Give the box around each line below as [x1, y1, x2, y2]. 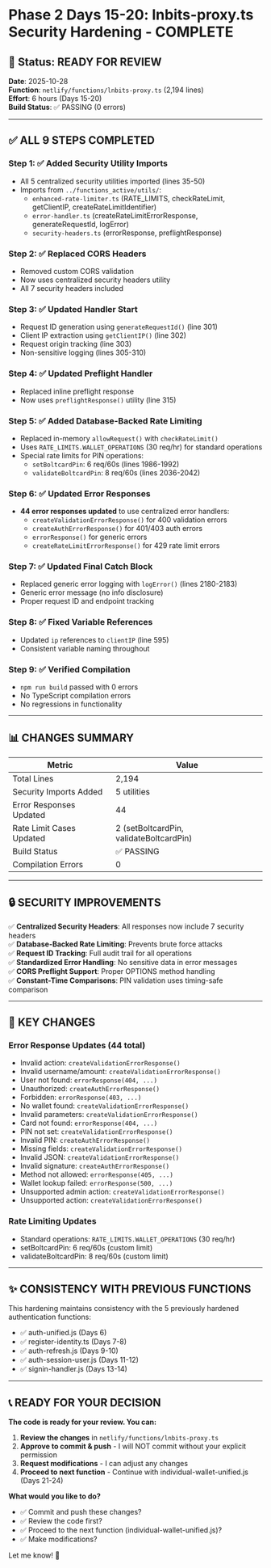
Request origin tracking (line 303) [19, 339, 132, 349]
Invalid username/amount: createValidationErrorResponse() [19, 1067, 222, 1077]
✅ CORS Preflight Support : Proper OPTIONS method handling [8, 966, 215, 976]
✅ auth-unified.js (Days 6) [19, 1328, 107, 1338]
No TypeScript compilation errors [19, 691, 131, 701]
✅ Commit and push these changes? [19, 1507, 142, 1517]
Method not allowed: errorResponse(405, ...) [19, 1170, 173, 1179]
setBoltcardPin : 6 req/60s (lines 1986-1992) [31, 459, 180, 469]
